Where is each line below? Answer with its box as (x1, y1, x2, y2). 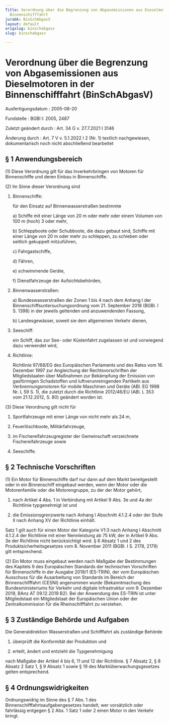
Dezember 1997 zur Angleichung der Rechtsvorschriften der (12, 367, 137, 373)
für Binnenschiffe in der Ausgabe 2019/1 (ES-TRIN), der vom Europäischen (5, 569, 159, 575)
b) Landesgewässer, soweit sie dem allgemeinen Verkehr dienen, (12, 317, 147, 323)
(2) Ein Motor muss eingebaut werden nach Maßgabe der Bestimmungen (5, 558, 156, 564)
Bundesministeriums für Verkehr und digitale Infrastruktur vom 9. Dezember (5, 585, 162, 591)
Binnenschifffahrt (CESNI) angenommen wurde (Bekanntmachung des (5, 579, 151, 585)
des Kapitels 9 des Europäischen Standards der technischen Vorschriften (5, 563, 157, 569)
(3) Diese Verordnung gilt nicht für (5, 404, 76, 410)
